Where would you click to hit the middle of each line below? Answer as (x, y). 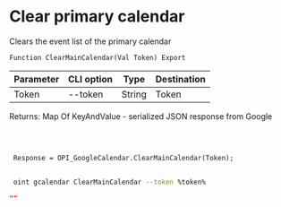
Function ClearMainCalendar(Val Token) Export (98, 57)
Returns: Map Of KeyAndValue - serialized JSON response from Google (141, 116)
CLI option (90, 79)
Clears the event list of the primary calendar (90, 41)
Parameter (37, 79)
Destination (180, 79)
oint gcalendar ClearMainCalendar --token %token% (109, 182)
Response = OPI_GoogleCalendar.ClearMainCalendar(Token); (123, 158)
